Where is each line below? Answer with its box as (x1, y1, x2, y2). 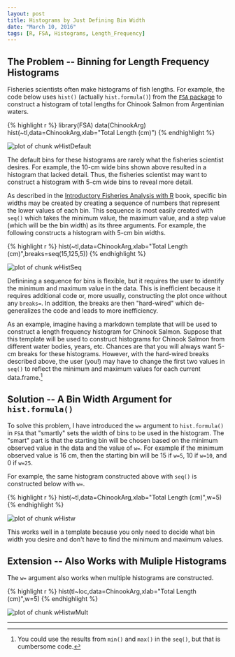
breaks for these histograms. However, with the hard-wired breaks (17, 350, 210, 358)
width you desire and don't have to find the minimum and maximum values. (7, 535, 224, 543)
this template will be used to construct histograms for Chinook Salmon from (7, 335, 225, 344)
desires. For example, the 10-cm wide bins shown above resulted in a (7, 163, 207, 171)
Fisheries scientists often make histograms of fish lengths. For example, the (7, 85, 225, 94)
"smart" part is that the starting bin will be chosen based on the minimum (7, 436, 218, 444)
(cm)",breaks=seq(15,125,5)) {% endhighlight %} (7, 250, 147, 258)
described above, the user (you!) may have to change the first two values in (7, 358, 225, 366)
